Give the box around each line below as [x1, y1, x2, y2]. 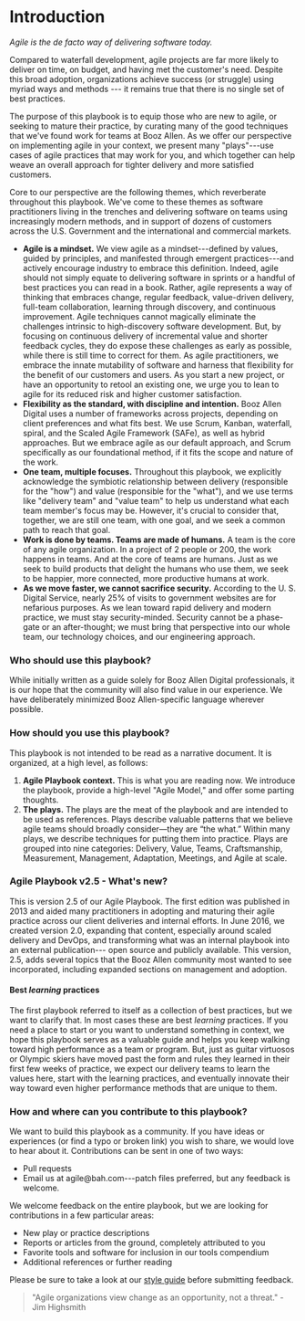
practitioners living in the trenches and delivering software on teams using [9, 205, 289, 216]
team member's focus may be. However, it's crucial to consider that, [22, 505, 280, 516]
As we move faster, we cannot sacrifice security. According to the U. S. [22, 582, 297, 593]
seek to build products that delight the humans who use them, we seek [22, 563, 289, 574]
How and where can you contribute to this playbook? [9, 1105, 248, 1117]
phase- [256, 612, 284, 623]
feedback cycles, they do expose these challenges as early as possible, [22, 340, 292, 351]
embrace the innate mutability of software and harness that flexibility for [22, 359, 294, 371]
